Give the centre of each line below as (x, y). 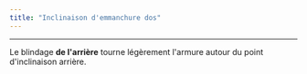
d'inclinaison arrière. (48, 61)
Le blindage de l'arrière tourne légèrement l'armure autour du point (137, 51)
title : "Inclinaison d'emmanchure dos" (85, 18)
